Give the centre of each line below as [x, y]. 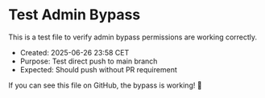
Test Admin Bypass [75, 15]
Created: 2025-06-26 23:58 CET [75, 52]
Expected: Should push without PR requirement [98, 69]
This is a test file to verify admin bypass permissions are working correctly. [133, 37]
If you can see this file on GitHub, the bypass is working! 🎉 [106, 85]
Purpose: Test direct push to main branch [89, 61]
